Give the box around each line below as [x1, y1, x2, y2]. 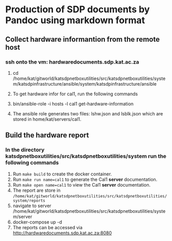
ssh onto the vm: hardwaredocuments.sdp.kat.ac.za [5, 58, 140, 65]
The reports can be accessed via [12, 224, 83, 230]
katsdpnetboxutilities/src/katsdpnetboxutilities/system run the [5, 153, 167, 160]
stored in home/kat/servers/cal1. [12, 116, 82, 122]
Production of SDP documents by [5, 4, 150, 15]
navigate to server [12, 203, 51, 209]
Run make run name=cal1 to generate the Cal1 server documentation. [12, 176, 158, 183]
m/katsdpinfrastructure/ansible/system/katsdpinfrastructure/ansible [12, 81, 157, 87]
